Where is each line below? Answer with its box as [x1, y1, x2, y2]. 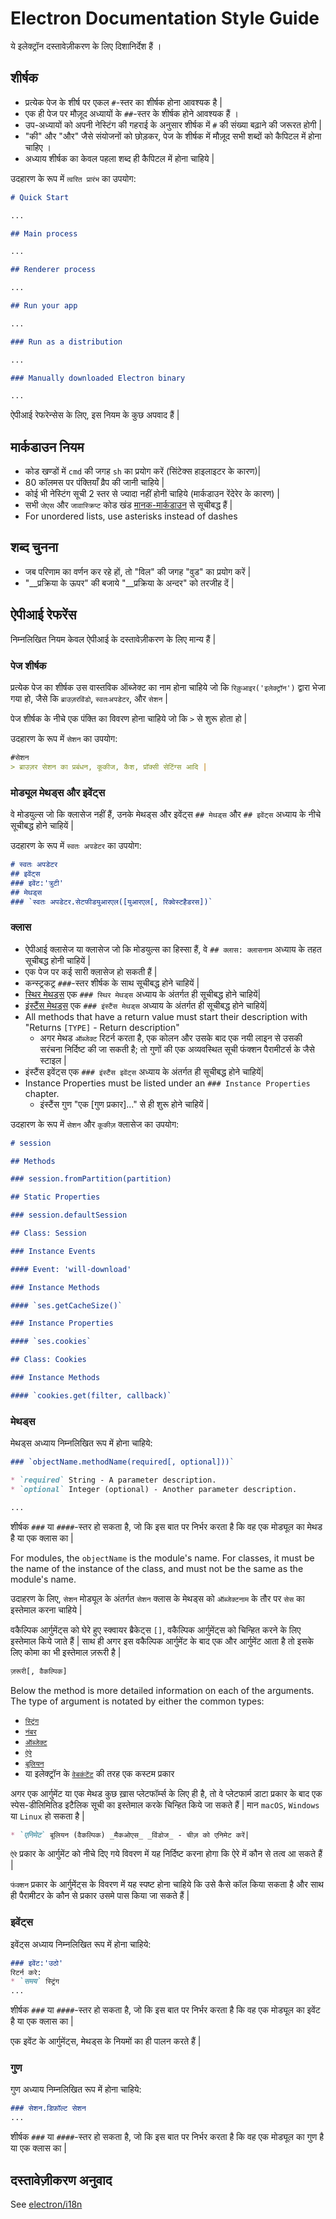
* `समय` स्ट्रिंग [10, 1977, 60, 1987]
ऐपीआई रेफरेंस [10, 607, 77, 624]
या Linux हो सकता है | [10, 1810, 85, 1822]
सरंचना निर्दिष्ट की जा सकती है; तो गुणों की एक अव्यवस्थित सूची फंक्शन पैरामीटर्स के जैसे [39, 1043, 315, 1055]
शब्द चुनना [10, 539, 59, 556]
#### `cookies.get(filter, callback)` [10, 1390, 172, 1401]
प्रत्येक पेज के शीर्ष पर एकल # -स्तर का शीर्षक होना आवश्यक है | [24, 96, 223, 108]
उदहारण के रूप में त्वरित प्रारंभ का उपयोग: [10, 172, 137, 184]
